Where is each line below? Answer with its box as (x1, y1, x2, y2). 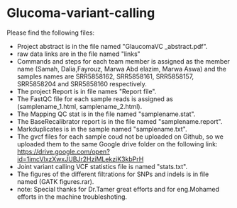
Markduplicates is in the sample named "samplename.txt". (16, 125, 187, 133)
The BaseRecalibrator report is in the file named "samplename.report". (16, 117, 223, 125)
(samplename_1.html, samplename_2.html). (16, 102, 143, 110)
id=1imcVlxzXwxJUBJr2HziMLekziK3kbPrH (16, 154, 144, 163)
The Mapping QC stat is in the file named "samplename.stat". (16, 110, 196, 118)
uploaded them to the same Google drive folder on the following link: (16, 139, 218, 148)
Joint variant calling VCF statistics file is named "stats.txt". (16, 162, 188, 171)
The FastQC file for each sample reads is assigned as (16, 94, 173, 103)
